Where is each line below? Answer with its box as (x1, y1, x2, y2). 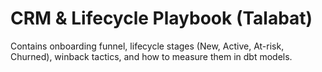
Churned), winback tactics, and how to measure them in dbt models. (10, 50, 293, 62)
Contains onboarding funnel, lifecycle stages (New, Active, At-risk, (10, 40, 285, 52)
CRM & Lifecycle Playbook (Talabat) (10, 7, 313, 30)
